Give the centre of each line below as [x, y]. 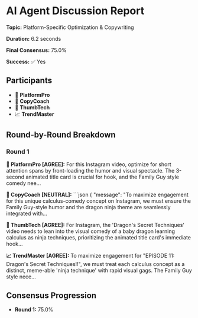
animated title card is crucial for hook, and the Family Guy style [102, 177]
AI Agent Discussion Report [75, 11]
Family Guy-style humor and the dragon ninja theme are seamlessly [88, 207]
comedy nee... [24, 183]
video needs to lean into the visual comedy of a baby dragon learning [91, 231]
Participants [29, 81]
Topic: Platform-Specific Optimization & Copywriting [70, 27]
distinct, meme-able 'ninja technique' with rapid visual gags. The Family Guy [99, 271]
